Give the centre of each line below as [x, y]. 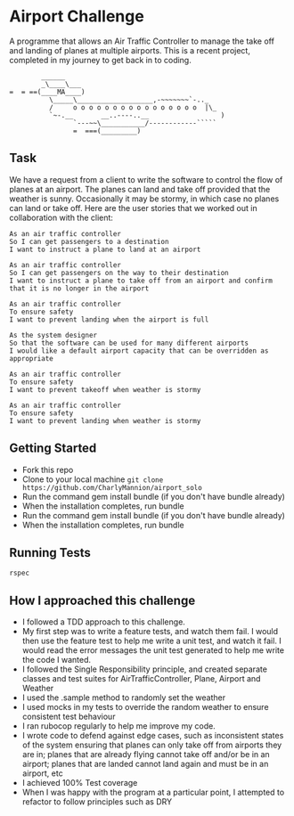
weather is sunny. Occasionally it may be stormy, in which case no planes [144, 199]
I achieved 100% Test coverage [80, 783]
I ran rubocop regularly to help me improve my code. [118, 726]
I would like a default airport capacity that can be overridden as [139, 351]
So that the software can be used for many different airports [129, 343]
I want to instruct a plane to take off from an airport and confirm [141, 281]
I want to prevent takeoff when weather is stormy [105, 389]
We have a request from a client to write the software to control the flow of [146, 179]
